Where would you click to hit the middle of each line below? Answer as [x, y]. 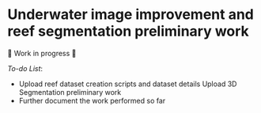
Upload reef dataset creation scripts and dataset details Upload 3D [128, 84]
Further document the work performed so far [92, 100]
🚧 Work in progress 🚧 [42, 53]
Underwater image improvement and [130, 15]
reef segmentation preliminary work [129, 31]
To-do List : [25, 68]
